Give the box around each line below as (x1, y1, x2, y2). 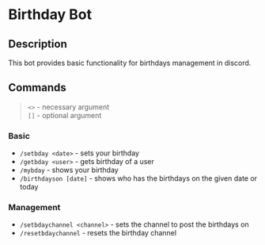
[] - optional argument (27, 110, 102, 120)
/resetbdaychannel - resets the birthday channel (19, 228, 176, 238)
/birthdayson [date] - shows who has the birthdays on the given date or (19, 174, 258, 183)
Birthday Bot (8, 6, 93, 24)
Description (8, 37, 67, 51)
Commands (8, 81, 67, 94)
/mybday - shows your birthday (19, 165, 119, 175)
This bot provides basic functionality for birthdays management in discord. (8, 58, 252, 67)
